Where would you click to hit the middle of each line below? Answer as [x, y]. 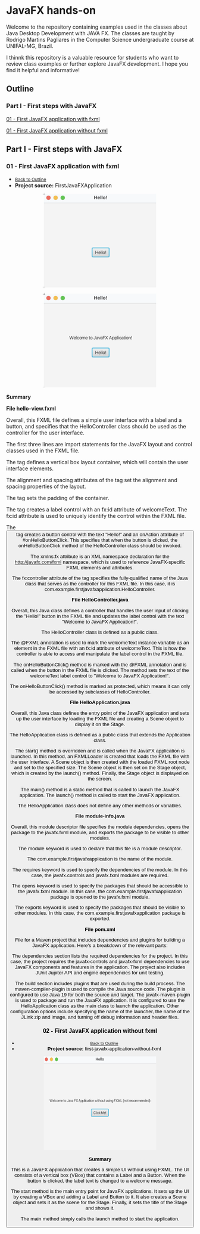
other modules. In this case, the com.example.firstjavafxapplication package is [100, 913]
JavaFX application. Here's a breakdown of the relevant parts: [100, 945]
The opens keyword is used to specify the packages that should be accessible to [100, 886]
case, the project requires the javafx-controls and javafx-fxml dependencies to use [100, 962]
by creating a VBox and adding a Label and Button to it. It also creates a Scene [100, 1197]
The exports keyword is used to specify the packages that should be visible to [100, 908]
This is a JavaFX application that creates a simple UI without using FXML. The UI [100, 1169]
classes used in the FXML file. [43, 451]
